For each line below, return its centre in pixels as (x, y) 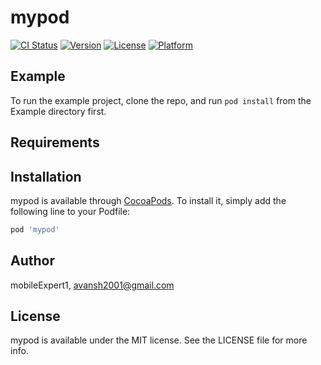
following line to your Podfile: (70, 211)
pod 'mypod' (35, 229)
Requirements (55, 142)
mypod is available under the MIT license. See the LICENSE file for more (159, 340)
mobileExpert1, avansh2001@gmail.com (92, 285)
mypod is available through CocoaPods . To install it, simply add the (148, 200)
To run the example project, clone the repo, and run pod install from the (161, 100)
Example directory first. (58, 111)
